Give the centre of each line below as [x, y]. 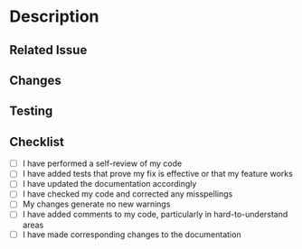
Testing [31, 111]
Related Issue [48, 50]
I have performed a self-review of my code [102, 163]
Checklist [37, 142]
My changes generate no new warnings [96, 204]
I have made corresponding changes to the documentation [132, 234]
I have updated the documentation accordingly [109, 184]
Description [54, 17]
